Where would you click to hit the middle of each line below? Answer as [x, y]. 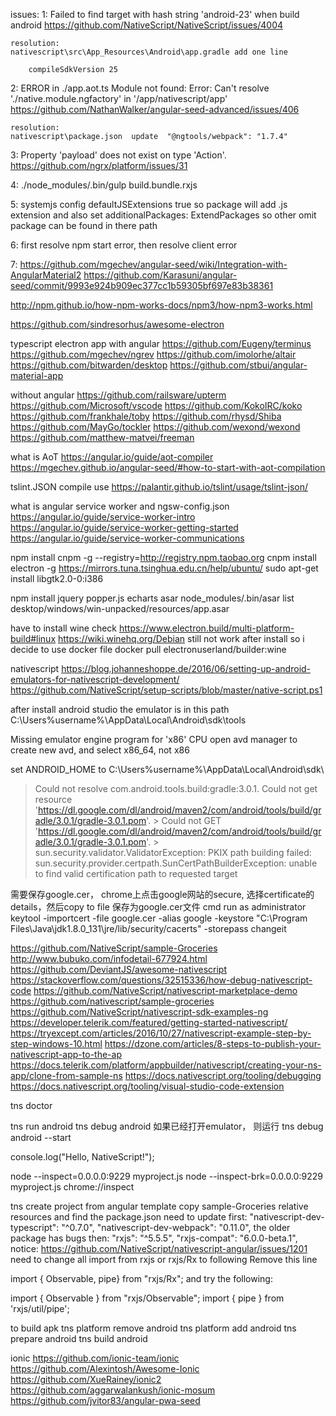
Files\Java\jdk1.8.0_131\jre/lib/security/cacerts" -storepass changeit [148, 928]
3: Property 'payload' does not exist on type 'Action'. [118, 155]
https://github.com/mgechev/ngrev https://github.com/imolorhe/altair [153, 354]
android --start [41, 1137]
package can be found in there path [84, 225]
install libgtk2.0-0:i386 [57, 578]
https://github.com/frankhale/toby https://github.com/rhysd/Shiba [146, 416]
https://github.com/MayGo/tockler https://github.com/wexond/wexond [155, 427]
